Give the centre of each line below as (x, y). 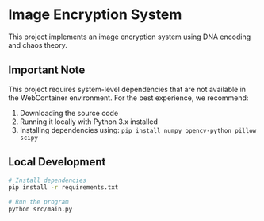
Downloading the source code (69, 113)
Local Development (57, 162)
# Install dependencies (48, 180)
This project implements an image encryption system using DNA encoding (130, 37)
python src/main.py (40, 209)
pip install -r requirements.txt (63, 188)
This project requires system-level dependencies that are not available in (127, 89)
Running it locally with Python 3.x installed (89, 122)
